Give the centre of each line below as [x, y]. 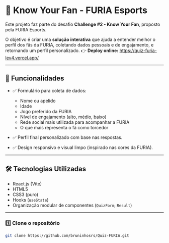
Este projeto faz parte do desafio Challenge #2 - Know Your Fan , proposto [83, 24]
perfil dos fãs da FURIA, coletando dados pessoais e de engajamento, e [79, 44]
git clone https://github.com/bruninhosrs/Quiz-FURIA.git [67, 235]
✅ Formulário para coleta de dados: [49, 90]
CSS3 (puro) [25, 195]
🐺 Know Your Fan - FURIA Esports [76, 10]
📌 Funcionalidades [35, 79]
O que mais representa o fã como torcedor [64, 127]
